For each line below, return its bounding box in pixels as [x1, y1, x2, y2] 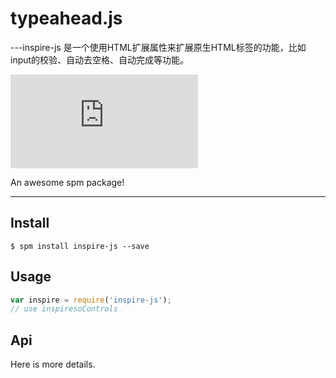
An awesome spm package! [10, 176, 125, 188]
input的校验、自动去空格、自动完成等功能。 [10, 53, 190, 66]
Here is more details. [10, 358, 96, 371]
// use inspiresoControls [10, 304, 118, 314]
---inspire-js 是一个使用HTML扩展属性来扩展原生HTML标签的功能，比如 [10, 41, 307, 53]
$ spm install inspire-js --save [10, 241, 150, 251]
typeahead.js [10, 7, 123, 30]
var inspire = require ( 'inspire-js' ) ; [10, 295, 172, 305]
